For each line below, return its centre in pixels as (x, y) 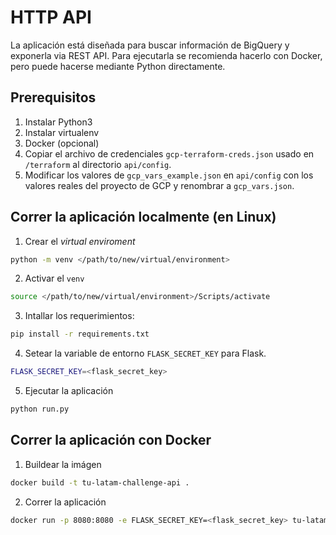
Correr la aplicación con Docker (111, 440)
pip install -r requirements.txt (80, 334)
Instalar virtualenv (62, 132)
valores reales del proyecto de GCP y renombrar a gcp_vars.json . (159, 185)
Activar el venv (54, 278)
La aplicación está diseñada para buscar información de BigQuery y (150, 45)
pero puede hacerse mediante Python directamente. (118, 66)
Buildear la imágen (63, 464)
